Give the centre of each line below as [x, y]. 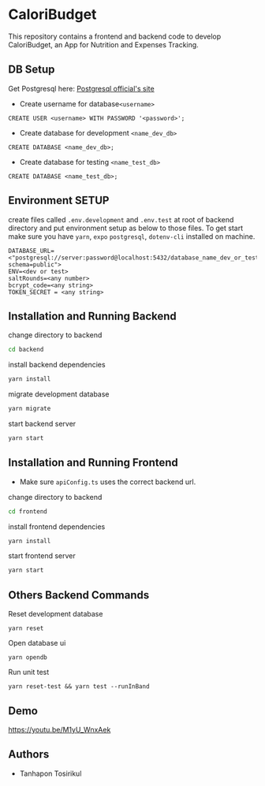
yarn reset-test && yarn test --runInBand [79, 687]
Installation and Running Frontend [93, 463]
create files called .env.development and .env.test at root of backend [121, 219]
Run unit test [29, 672]
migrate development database [59, 394]
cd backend [26, 350]
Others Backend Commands [79, 595]
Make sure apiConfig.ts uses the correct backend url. [108, 482]
